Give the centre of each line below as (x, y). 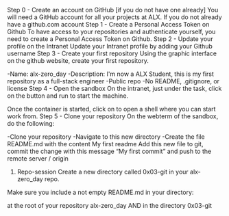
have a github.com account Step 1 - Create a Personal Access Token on (108, 24)
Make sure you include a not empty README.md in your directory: (100, 192)
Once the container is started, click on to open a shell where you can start (111, 109)
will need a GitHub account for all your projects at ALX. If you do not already (114, 17)
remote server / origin (38, 159)
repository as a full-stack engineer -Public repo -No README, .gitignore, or (113, 81)
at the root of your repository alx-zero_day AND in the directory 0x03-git (110, 205)
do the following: (31, 123)
